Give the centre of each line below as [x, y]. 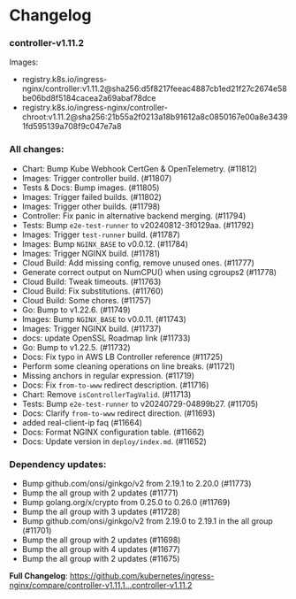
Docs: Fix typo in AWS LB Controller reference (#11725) [122, 357]
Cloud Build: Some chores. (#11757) [87, 300]
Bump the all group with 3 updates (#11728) [101, 512]
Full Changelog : [38, 576]
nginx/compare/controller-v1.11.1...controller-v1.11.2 [101, 586]
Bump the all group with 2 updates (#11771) [100, 493]
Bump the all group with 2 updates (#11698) [101, 540]
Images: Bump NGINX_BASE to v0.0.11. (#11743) [104, 319]
